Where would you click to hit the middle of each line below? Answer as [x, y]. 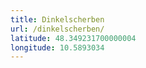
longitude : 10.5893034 [57, 47]
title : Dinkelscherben [57, 19]
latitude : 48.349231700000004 [73, 38]
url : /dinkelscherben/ [57, 29]
